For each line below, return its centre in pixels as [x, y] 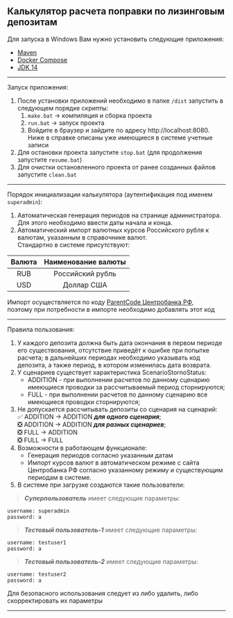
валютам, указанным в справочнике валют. [82, 237]
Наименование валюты [85, 262]
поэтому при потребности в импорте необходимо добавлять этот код [111, 309]
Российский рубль [85, 274]
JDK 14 [27, 67]
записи [38, 144]
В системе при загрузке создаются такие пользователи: [101, 485]
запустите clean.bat [47, 174]
